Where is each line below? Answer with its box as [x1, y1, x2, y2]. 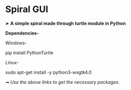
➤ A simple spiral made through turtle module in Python [5, 20, 126, 26]
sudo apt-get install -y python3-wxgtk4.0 [5, 69, 92, 75]
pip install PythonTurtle [5, 50, 54, 56]
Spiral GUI [5, 4, 48, 15]
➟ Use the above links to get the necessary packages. [5, 79, 120, 85]
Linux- [5, 59, 19, 65]
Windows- [5, 39, 27, 46]
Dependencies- [5, 30, 39, 36]
